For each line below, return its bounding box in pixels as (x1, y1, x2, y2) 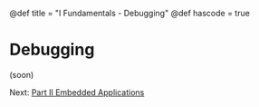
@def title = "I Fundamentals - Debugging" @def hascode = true (9, 8, 251, 18)
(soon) (9, 69, 34, 80)
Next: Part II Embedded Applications (9, 86, 145, 98)
